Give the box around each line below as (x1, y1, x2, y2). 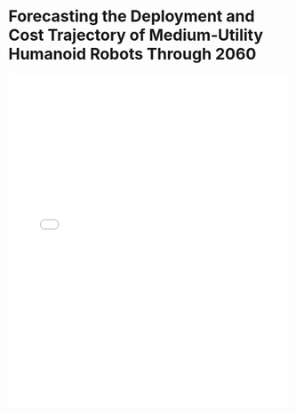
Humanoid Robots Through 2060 (8, 44, 257, 64)
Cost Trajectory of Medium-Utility (8, 25, 264, 45)
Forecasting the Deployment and (8, 6, 255, 27)
